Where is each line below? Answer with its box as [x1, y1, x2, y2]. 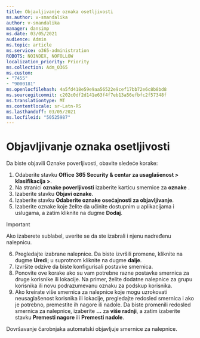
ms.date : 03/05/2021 [6, 31, 58, 37]
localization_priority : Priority [6, 59, 90, 64]
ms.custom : [6, 70, 33, 76]
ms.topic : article [6, 42, 52, 48]
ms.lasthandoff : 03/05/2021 [6, 109, 76, 115]
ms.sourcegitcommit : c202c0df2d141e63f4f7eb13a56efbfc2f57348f [6, 92, 167, 98]
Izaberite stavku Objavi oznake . [14, 190, 94, 198]
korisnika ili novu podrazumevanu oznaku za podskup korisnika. [14, 282, 173, 290]
